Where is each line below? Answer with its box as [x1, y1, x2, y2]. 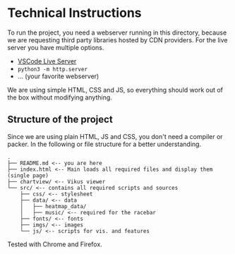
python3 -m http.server [17, 66, 88, 73]
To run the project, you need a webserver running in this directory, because [7, 28, 227, 37]
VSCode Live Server [17, 56, 77, 65]
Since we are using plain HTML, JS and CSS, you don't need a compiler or [7, 132, 224, 140]
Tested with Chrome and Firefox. [7, 240, 102, 248]
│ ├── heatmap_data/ [20, 202, 87, 210]
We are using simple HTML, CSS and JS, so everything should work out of [7, 85, 224, 94]
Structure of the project [7, 114, 113, 126]
